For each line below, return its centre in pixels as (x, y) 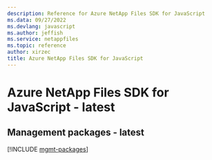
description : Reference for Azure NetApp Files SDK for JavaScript (106, 13)
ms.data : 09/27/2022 (37, 20)
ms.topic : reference (37, 46)
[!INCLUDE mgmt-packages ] (48, 149)
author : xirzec (29, 52)
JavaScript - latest (61, 107)
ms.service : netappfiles (43, 39)
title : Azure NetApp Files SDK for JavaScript (75, 59)
